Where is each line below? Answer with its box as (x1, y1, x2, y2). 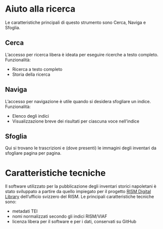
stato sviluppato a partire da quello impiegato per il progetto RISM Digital (5, 189, 151, 194)
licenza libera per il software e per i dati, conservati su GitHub (12, 219, 137, 225)
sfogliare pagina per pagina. (5, 150, 62, 156)
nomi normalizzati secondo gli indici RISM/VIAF (12, 213, 107, 219)
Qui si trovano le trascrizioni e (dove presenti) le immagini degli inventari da (5, 145, 157, 151)
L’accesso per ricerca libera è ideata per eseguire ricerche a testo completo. (5, 52, 159, 57)
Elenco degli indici (12, 113, 49, 119)
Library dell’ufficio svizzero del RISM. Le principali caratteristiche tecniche (5, 194, 154, 200)
